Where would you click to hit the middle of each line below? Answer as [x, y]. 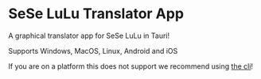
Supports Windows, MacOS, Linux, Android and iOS [93, 51]
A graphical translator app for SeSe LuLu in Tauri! [89, 36]
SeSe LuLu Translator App [96, 14]
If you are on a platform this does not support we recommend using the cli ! [130, 66]
